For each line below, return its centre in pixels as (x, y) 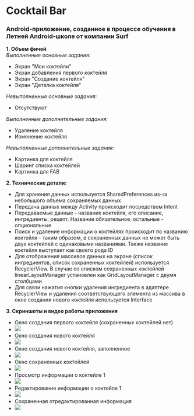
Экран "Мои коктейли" (43, 67)
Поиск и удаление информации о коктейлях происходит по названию (101, 231)
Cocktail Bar (36, 11)
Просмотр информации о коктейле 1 (60, 375)
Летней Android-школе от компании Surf (67, 36)
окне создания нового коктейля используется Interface (83, 300)
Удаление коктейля (38, 130)
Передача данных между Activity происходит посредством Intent (96, 207)
